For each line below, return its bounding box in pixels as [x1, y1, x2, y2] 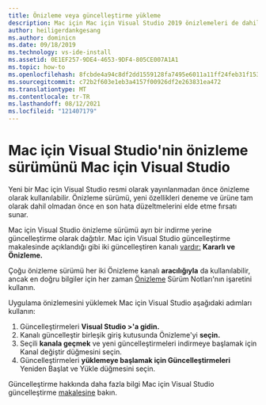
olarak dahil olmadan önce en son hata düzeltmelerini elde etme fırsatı [8, 201, 237, 211]
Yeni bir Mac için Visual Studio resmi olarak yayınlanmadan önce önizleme [8, 184, 250, 194]
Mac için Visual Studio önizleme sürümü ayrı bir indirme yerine [8, 225, 212, 235]
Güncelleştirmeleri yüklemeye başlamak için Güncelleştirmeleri [19, 355, 231, 365]
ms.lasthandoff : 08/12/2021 [8, 100, 101, 108]
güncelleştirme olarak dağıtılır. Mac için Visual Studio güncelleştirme [8, 233, 231, 243]
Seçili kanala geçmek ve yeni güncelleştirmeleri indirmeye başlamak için [19, 338, 257, 348]
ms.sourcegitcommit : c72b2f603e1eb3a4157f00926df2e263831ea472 [8, 78, 222, 86]
